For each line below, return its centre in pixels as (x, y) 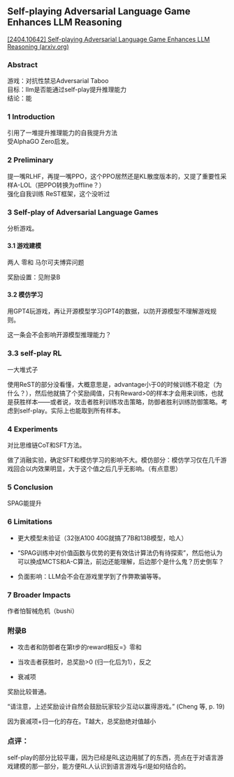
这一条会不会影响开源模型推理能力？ (59, 335)
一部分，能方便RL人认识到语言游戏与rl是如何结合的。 (114, 767)
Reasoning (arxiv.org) (38, 46)
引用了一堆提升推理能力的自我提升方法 (62, 133)
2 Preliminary (30, 160)
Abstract (23, 64)
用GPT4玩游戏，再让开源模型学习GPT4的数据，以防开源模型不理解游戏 (109, 311)
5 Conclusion (30, 487)
